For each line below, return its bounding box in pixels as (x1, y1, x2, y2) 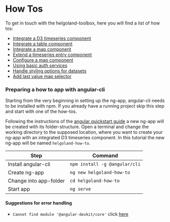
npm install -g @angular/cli (69, 161, 141, 167)
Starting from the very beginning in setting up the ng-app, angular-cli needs (5, 97, 165, 104)
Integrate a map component (12, 46, 71, 52)
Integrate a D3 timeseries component (12, 35, 91, 41)
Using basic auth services (12, 62, 67, 68)
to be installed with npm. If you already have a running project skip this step (5, 103, 165, 109)
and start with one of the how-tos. (5, 108, 78, 115)
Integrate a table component (12, 40, 72, 46)
